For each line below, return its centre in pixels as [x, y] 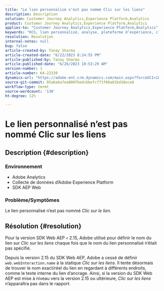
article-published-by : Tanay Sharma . [44, 60]
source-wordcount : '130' [30, 91]
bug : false [16, 46]
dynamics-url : [20, 78]
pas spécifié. [18, 248]
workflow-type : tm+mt [27, 87]
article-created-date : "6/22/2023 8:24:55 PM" [53, 55]
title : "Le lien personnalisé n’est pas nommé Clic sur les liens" [75, 10]
